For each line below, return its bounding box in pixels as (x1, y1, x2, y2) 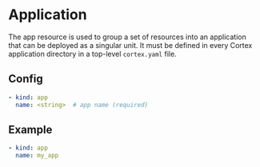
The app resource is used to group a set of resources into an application (8, 32, 246, 42)
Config (8, 72, 43, 85)
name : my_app (15, 152, 59, 160)
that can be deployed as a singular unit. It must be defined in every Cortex (8, 40, 253, 50)
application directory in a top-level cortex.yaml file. (8, 49, 178, 58)
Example (8, 122, 53, 137)
